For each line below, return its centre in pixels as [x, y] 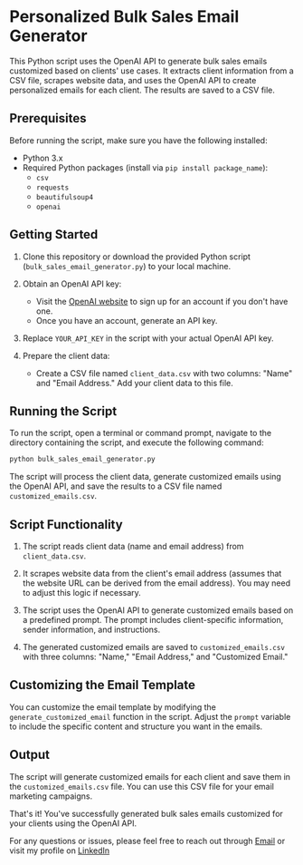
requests [52, 188]
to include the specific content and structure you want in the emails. [136, 726]
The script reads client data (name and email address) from [133, 547]
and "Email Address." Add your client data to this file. [134, 383]
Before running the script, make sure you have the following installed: [139, 140]
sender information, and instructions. [91, 630]
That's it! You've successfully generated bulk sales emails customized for [146, 813]
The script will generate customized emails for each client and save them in [150, 776]
